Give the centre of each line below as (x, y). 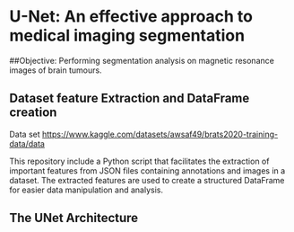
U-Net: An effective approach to (131, 17)
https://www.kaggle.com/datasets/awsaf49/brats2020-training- (160, 134)
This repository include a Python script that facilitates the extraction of (139, 161)
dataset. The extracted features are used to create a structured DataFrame (147, 180)
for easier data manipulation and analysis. (86, 190)
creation (33, 113)
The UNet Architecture (74, 218)
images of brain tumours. (56, 70)
